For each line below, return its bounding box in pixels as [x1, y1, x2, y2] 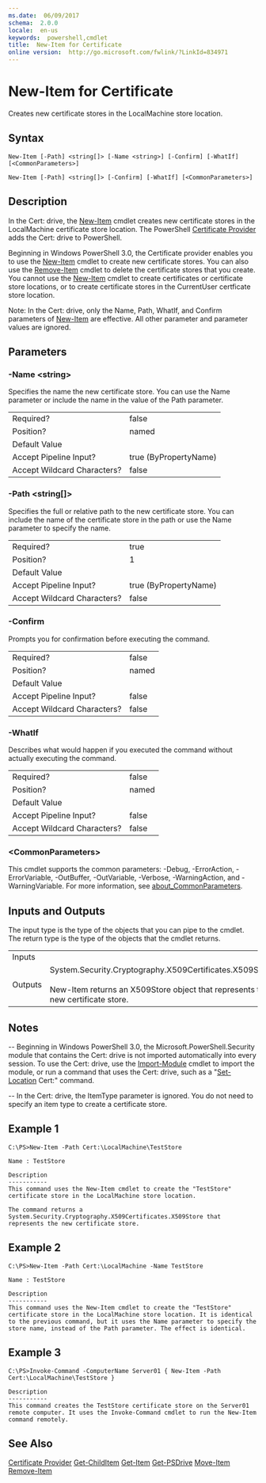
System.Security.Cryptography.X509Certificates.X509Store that [8, 1212, 222, 1220]
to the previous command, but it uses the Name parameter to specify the [8, 1318, 257, 1325]
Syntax [8, 131, 44, 145]
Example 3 [8, 1346, 62, 1359]
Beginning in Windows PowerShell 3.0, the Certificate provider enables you [8, 248, 253, 257]
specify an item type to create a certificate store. [8, 1100, 168, 1109]
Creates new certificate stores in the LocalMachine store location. [8, 108, 223, 118]
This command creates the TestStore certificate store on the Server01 [8, 1401, 249, 1409]
